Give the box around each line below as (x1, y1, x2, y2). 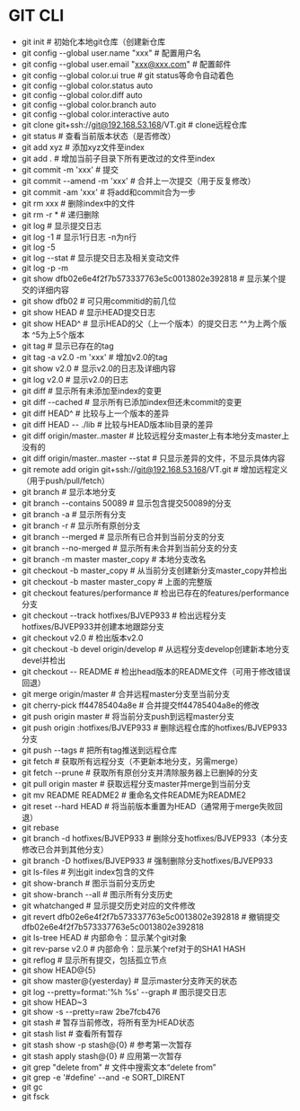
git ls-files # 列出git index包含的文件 (21, 866, 154, 877)
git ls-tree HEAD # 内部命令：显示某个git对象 (21, 931, 188, 943)
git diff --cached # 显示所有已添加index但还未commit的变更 (21, 396, 243, 407)
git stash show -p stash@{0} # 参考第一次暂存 (21, 1039, 192, 1050)
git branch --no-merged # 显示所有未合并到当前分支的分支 (21, 542, 238, 553)
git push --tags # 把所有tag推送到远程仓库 (21, 745, 177, 755)
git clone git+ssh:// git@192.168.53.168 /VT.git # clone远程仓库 (21, 119, 248, 130)
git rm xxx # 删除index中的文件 (21, 198, 136, 208)
